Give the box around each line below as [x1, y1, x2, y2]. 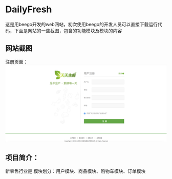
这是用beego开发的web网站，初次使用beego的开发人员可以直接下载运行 [5, 21, 158, 27]
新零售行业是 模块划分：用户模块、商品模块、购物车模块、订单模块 [5, 168, 146, 174]
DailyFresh [5, 4, 52, 15]
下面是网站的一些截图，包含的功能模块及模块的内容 [14, 27, 122, 34]
